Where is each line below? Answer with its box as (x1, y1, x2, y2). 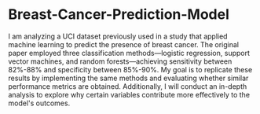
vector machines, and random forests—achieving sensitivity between (8, 57, 233, 66)
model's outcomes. (8, 98, 71, 108)
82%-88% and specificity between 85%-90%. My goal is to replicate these (8, 64, 253, 74)
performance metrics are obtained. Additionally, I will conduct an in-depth (8, 81, 247, 91)
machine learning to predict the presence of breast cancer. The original (8, 39, 240, 49)
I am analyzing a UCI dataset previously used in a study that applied (8, 31, 228, 41)
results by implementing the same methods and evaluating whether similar (8, 73, 249, 83)
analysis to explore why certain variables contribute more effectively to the (8, 90, 250, 99)
